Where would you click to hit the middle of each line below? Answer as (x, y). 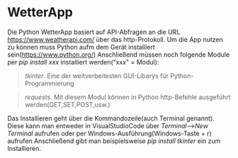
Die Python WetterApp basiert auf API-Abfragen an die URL (94, 32)
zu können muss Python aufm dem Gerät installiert (81, 47)
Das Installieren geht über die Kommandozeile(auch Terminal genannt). (111, 118)
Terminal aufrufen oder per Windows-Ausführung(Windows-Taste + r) (110, 133)
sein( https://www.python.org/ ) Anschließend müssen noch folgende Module (119, 55)
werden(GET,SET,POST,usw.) (68, 104)
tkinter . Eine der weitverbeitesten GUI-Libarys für (96, 76)
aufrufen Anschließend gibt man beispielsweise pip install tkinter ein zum (114, 141)
